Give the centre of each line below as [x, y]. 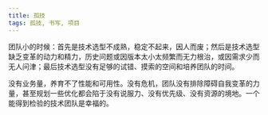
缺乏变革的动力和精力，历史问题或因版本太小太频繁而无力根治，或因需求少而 [134, 56]
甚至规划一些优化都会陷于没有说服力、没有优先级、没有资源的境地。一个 [141, 93]
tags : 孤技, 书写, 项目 [44, 23]
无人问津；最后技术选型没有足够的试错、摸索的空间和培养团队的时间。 [124, 66]
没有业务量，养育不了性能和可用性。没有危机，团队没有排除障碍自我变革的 [130, 83]
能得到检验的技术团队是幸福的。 [61, 103]
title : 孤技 [27, 15]
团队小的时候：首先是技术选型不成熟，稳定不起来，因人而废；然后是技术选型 [134, 46]
